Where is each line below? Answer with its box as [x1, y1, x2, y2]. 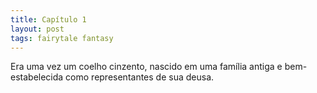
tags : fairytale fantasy [10, 33, 114, 43]
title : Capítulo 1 [10, 14, 87, 25]
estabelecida [10, 71, 64, 83]
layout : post [10, 24, 65, 34]
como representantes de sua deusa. [65, 71, 215, 83]
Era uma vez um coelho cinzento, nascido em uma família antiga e [10, 61, 283, 73]
